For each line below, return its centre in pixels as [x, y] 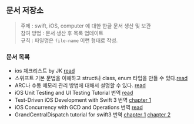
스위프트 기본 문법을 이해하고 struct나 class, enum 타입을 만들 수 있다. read [101, 78]
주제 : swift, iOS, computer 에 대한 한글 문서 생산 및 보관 [86, 26]
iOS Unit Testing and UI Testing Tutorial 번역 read [74, 93]
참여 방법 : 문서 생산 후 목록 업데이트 [62, 33]
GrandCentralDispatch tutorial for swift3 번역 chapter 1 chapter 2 [93, 115]
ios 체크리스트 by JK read [45, 71]
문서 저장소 [25, 11]
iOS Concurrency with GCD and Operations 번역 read [78, 108]
